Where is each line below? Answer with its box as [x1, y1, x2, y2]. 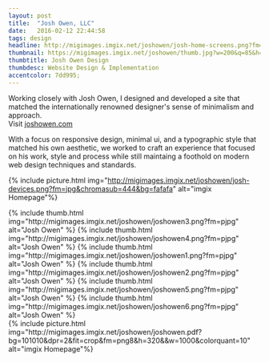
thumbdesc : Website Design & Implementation [8, 64, 159, 72]
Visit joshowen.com [8, 119, 74, 128]
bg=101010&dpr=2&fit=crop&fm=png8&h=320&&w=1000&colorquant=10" [8, 336, 251, 345]
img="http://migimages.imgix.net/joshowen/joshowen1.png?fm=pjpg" [8, 250, 238, 260]
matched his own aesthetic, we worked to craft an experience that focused [8, 143, 255, 152]
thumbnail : [8, 49, 45, 57]
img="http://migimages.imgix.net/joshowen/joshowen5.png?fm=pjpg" [8, 284, 239, 294]
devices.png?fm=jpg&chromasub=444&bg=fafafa [8, 183, 174, 193]
